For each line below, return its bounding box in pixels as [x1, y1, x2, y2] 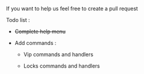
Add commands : [14, 40, 57, 46]
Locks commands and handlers [23, 62, 100, 69]
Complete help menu [14, 28, 66, 35]
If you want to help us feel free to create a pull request [6, 5, 138, 12]
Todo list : [6, 17, 30, 23]
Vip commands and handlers [23, 51, 93, 58]
